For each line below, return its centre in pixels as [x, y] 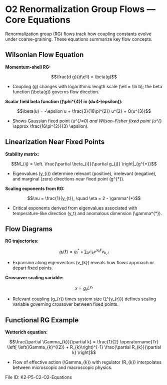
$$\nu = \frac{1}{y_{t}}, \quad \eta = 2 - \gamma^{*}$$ [84, 198]
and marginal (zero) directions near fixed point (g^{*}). [68, 178]
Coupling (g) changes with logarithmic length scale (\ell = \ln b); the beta [87, 86]
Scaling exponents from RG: [35, 188]
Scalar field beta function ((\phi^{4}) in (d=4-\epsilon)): [64, 101]
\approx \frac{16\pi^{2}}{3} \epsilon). [50, 126]
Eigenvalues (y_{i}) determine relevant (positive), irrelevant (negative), [84, 173]
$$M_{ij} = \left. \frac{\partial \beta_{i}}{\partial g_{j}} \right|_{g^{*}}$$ [84, 163]
